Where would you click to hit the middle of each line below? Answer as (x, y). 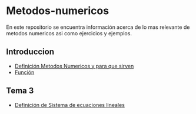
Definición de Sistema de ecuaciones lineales (70, 105)
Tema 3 (20, 91)
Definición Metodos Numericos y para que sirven (74, 66)
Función (24, 72)
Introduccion (30, 52)
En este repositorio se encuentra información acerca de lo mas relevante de (98, 27)
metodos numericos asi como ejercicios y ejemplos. (69, 33)
